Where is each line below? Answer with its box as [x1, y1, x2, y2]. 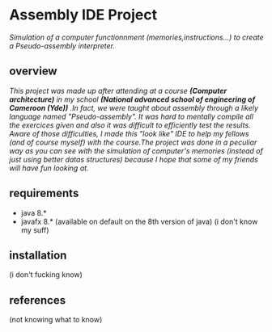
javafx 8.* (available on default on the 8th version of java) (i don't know [20, 216, 258, 226]
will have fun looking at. [9, 163, 89, 173]
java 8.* [20, 208, 47, 217]
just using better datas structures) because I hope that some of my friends [9, 154, 258, 164]
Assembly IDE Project [9, 6, 157, 24]
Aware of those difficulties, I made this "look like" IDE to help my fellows [9, 128, 249, 138]
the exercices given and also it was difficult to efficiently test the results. [9, 120, 251, 130]
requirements [9, 187, 79, 200]
